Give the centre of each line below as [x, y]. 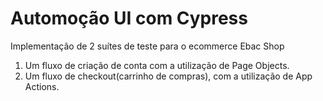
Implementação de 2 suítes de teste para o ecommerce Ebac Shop [147, 46]
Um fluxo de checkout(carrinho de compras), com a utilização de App [168, 76]
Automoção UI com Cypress [129, 18]
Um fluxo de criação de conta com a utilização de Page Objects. [157, 65]
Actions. [42, 86]
